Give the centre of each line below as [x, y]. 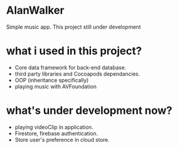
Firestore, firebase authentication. [56, 133]
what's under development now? [89, 111]
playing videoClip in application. [54, 127]
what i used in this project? [74, 51]
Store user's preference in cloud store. [62, 139]
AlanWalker [35, 10]
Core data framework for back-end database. [71, 67]
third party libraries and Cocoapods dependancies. [77, 74]
